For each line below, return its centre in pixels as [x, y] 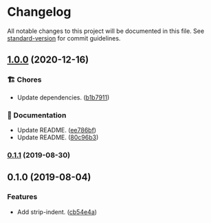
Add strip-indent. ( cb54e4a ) [57, 212]
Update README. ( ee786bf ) [57, 130]
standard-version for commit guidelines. [64, 38]
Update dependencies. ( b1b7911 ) [63, 97]
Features [22, 197]
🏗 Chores [25, 80]
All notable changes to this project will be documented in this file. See [106, 31]
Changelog [39, 12]
